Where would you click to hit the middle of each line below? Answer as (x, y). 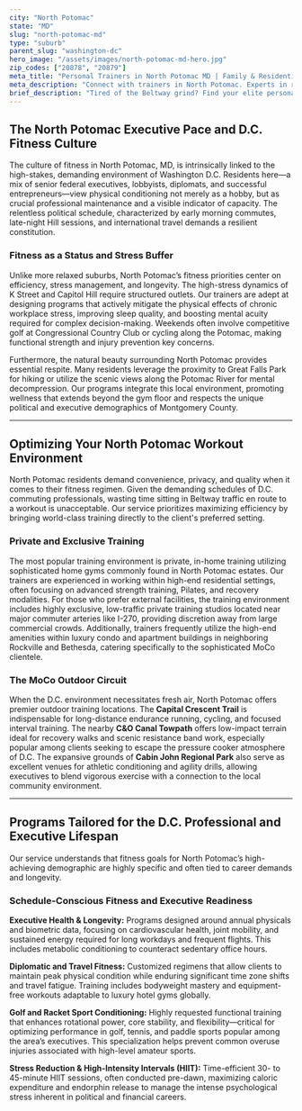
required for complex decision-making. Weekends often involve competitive (150, 323)
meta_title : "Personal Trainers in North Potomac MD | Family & (132, 77)
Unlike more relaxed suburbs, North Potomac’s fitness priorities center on (145, 275)
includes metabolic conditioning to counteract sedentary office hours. (138, 949)
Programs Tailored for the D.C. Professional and (145, 822)
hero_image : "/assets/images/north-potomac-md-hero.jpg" (118, 59)
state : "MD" (31, 26)
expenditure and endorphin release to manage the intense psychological (143, 1088)
